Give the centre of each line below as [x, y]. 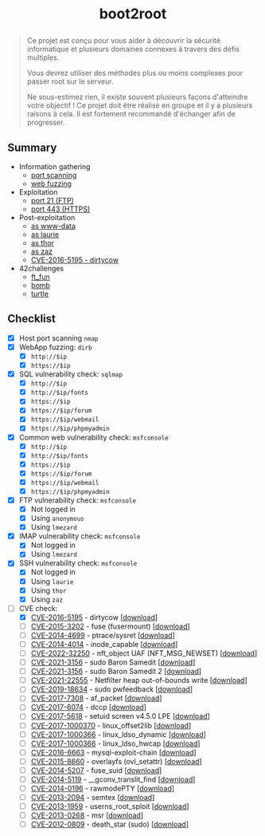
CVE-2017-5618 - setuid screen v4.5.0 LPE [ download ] [120, 716]
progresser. [46, 122]
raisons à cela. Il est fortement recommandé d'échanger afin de [131, 114]
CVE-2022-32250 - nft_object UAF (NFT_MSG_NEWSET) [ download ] [144, 653]
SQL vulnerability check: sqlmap [70, 374]
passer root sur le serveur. [70, 81]
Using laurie [52, 581]
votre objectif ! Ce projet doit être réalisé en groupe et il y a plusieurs [140, 105]
